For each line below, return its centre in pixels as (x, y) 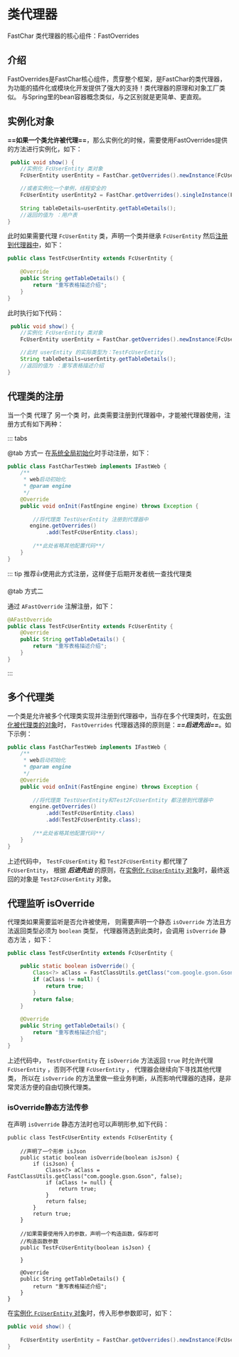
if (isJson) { (54, 1164)
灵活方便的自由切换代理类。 (54, 1087)
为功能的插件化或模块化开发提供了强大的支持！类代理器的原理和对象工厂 (113, 88)
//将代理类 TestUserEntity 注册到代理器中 (91, 519)
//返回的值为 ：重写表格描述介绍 (62, 365)
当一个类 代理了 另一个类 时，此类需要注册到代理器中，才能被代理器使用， (116, 415)
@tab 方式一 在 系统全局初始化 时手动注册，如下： (79, 453)
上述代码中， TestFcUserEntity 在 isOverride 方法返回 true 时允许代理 (110, 1060)
